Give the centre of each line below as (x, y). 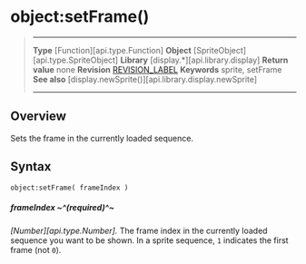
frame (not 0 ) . (36, 249)
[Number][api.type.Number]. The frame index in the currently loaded (139, 230)
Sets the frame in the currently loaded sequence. (102, 138)
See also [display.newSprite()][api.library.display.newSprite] (145, 79)
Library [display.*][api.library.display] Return (204, 60)
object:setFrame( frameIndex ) (69, 188)
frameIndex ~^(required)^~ (62, 208)
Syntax (31, 166)
